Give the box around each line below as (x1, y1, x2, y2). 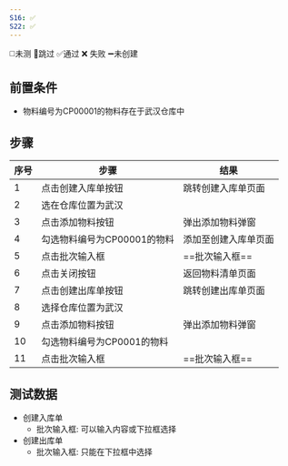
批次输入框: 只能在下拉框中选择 (35, 446, 153, 457)
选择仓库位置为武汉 (41, 301, 124, 314)
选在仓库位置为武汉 (41, 199, 124, 212)
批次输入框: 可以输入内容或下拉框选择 (35, 423, 177, 434)
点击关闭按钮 (41, 268, 97, 280)
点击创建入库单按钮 (41, 182, 124, 195)
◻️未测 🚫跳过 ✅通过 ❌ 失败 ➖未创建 (9, 47, 138, 59)
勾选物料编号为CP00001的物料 (41, 233, 174, 246)
